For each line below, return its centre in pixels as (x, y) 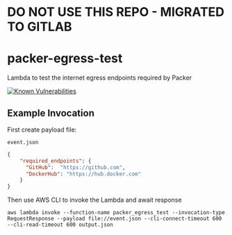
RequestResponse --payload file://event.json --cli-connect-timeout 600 (115, 219)
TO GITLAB (40, 27)
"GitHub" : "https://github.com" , (76, 167)
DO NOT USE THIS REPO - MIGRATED (116, 12)
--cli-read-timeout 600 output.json (60, 225)
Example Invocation (51, 113)
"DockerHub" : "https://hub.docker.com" (83, 174)
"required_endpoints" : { (56, 161)
